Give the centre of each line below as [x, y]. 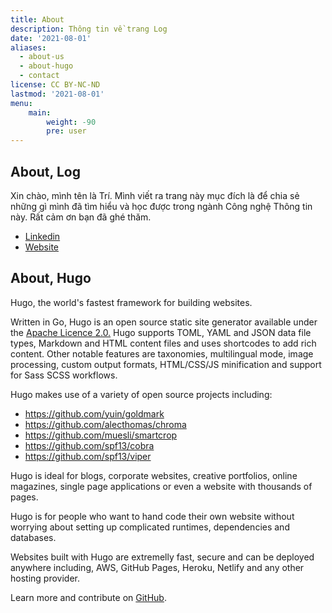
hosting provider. [45, 578]
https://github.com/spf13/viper [88, 456]
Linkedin [42, 236]
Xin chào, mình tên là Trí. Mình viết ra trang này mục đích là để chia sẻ [155, 195]
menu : [21, 103]
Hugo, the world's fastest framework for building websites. [131, 302]
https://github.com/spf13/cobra [89, 445]
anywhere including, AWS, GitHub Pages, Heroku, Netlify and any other [157, 567]
